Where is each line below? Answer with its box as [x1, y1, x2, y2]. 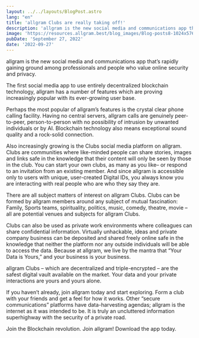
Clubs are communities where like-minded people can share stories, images [6, 148, 192, 155]
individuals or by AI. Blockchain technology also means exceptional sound [6, 125, 187, 132]
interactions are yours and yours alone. [6, 277, 102, 284]
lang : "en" [6, 14, 33, 20]
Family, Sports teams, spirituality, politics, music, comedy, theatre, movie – [6, 204, 188, 211]
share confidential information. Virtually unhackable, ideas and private [6, 228, 178, 235]
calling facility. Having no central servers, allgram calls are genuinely [6, 112, 174, 119]
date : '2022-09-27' [6, 42, 54, 48]
